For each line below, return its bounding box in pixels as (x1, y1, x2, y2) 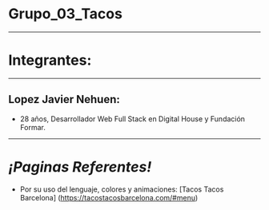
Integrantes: (8, 51, 92, 69)
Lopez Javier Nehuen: (8, 93, 120, 106)
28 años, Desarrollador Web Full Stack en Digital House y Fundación (19, 113, 246, 124)
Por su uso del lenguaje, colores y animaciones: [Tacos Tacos (19, 184, 224, 194)
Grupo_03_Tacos (8, 5, 122, 23)
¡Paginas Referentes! (8, 157, 152, 176)
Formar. (19, 122, 46, 132)
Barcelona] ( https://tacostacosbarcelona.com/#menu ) (19, 192, 199, 202)
